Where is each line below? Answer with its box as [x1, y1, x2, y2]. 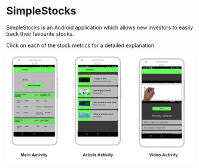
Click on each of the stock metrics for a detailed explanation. [6, 42, 157, 49]
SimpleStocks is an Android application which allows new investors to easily [6, 24, 194, 31]
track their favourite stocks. [6, 30, 74, 37]
